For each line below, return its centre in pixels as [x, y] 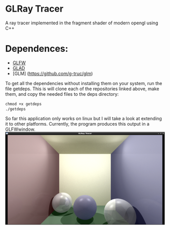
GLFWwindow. [20, 129]
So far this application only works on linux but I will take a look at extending [83, 118]
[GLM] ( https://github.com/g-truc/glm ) [53, 73]
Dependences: [37, 49]
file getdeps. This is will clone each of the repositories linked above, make [82, 89]
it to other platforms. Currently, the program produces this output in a [77, 124]
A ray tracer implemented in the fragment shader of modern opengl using [82, 23]
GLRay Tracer [34, 9]
